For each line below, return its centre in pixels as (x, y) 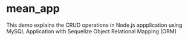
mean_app (33, 9)
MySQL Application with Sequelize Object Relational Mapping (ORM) (92, 31)
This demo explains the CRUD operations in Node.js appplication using (94, 25)
